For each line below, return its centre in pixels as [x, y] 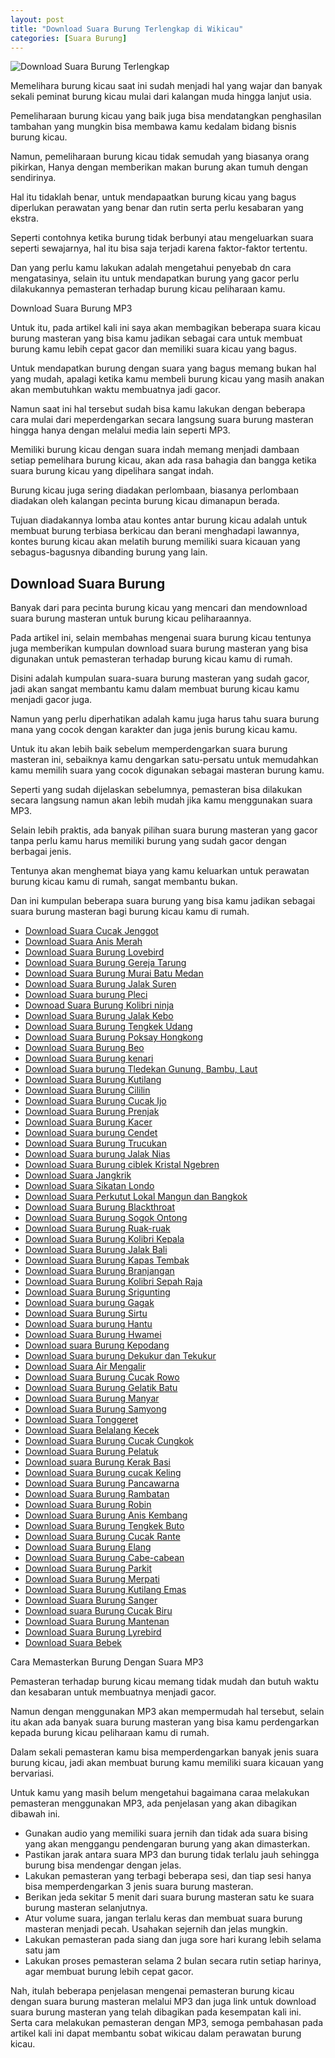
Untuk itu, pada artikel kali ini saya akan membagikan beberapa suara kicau [166, 328]
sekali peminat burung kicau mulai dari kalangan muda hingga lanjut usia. [161, 97]
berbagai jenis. [41, 852]
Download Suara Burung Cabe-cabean [104, 1558]
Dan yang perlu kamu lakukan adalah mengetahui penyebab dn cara [151, 268]
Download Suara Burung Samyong [95, 1409]
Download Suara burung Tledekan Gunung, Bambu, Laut [141, 1069]
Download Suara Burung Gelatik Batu [101, 1388]
